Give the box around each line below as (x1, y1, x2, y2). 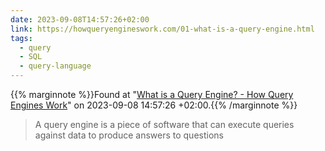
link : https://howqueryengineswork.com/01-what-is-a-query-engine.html (10, 24, 315, 34)
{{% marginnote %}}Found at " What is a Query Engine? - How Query (10, 89, 294, 100)
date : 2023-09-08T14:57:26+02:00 (10, 14, 150, 25)
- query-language (19, 61, 92, 71)
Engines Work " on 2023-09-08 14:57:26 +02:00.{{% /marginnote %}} (10, 99, 298, 111)
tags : (10, 33, 33, 43)
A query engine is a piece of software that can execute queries (34, 119, 295, 130)
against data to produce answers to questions (34, 129, 224, 141)
